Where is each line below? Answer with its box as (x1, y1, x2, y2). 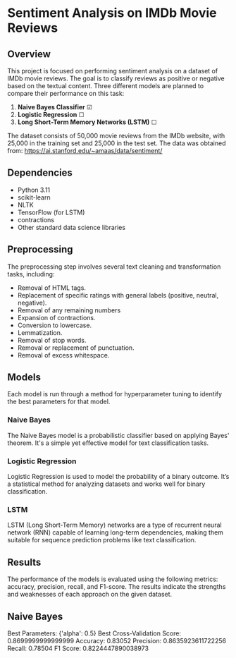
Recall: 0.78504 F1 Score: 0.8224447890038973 (7, 644, 149, 652)
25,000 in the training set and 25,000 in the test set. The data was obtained (7, 139, 226, 147)
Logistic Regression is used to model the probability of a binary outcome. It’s (7, 473, 230, 481)
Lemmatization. (17, 328, 63, 336)
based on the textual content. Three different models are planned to (7, 82, 204, 90)
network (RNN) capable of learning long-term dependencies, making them (7, 528, 224, 537)
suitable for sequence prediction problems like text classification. (7, 536, 197, 544)
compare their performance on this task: (7, 90, 125, 97)
